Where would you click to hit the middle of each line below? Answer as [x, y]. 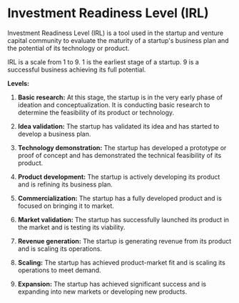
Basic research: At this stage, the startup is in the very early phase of [120, 97]
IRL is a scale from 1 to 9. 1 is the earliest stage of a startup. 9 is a [103, 61]
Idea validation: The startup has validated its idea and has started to [118, 126]
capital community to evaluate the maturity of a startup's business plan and [118, 40]
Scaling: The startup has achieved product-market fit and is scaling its [122, 262]
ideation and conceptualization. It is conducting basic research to [114, 104]
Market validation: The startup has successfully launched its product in [123, 219]
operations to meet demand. [59, 270]
